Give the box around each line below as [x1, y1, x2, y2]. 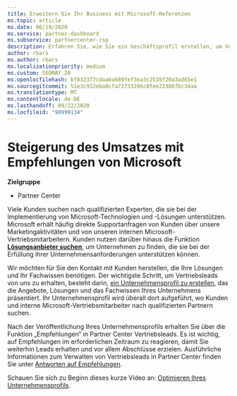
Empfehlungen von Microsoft [7, 154, 182, 170]
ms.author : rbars [7, 56, 59, 64]
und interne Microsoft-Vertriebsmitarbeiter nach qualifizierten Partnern [7, 301, 213, 309]
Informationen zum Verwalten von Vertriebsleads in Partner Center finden [7, 352, 221, 361]
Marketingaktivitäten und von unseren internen [7, 227, 143, 236]
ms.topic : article [7, 17, 61, 24]
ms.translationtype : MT [7, 89, 78, 96]
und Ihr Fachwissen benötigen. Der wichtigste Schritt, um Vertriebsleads [7, 271, 219, 280]
